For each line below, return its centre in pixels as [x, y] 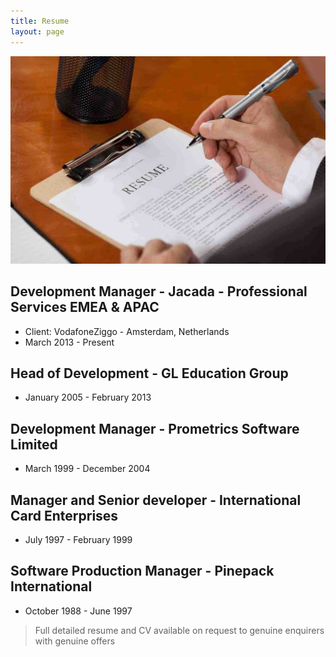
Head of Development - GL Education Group [149, 373]
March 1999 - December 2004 [87, 469]
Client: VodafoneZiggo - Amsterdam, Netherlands [127, 331]
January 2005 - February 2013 [88, 397]
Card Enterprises [64, 515]
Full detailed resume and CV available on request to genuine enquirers [179, 630]
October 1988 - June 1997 [78, 611]
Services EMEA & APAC [85, 307]
